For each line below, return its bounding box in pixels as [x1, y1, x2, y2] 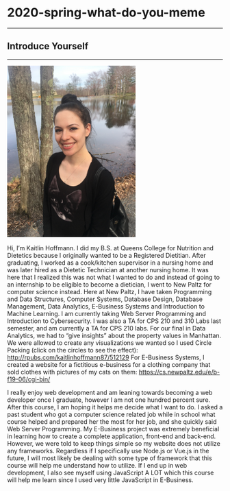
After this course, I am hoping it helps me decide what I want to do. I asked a [7, 403, 223, 411]
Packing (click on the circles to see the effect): [7, 346, 138, 354]
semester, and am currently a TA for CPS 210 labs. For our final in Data [7, 324, 206, 332]
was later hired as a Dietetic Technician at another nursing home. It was [7, 265, 209, 274]
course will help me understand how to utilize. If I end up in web [7, 461, 188, 469]
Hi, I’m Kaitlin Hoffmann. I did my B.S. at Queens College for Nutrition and [7, 243, 214, 252]
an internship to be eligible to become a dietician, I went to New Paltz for [7, 280, 212, 289]
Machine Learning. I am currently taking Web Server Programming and [7, 309, 207, 318]
